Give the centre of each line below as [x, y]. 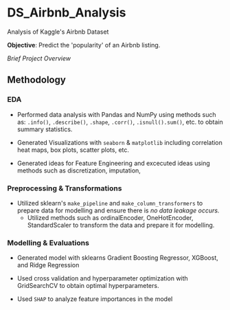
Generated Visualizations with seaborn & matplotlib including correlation [120, 142]
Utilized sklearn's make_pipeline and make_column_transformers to [110, 203]
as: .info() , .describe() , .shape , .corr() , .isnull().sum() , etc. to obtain [120, 122]
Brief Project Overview [39, 58]
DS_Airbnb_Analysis [67, 13]
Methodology [37, 80]
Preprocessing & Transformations [65, 188]
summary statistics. [45, 129]
